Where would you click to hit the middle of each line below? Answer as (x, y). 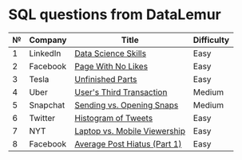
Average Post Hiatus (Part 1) (128, 143)
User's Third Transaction (121, 92)
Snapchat (47, 105)
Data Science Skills (110, 53)
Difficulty (211, 40)
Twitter (42, 118)
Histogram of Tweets (114, 118)
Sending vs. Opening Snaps (127, 105)
